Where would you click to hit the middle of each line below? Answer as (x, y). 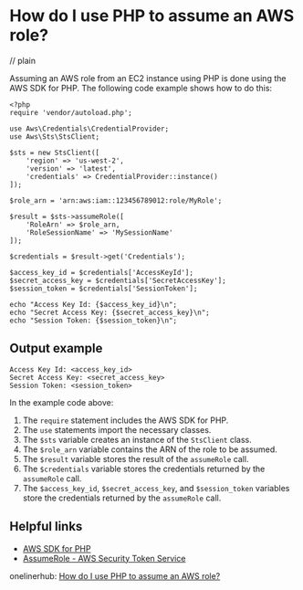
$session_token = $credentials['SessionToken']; (104, 289)
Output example (56, 348)
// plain (23, 60)
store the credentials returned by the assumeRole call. (122, 498)
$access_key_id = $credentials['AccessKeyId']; (102, 272)
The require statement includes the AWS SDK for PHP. (125, 420)
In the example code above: (62, 402)
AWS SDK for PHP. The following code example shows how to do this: (141, 88)
